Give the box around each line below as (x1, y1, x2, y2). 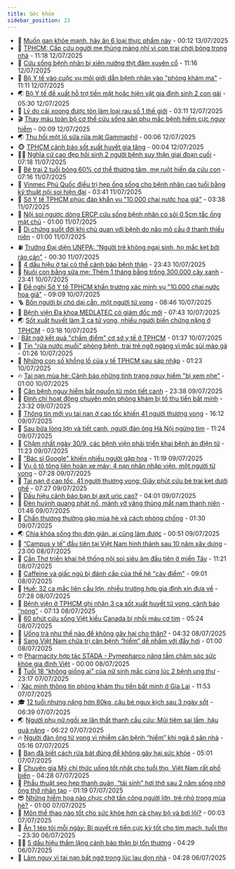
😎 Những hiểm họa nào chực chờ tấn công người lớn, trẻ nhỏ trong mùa (17, 793, 226, 802)
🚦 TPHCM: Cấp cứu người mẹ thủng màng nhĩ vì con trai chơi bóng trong (17, 44, 227, 52)
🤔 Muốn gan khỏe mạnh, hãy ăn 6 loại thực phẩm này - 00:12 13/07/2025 (17, 36, 229, 44)
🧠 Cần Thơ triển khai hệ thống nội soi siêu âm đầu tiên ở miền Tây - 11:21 (17, 554, 227, 563)
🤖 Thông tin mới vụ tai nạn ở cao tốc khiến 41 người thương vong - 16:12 (17, 409, 224, 417)
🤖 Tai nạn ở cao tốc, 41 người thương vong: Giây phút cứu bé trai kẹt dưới (17, 476, 228, 485)
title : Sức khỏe (7, 10, 55, 18)
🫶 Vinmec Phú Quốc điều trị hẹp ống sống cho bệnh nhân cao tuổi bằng (17, 180, 226, 189)
